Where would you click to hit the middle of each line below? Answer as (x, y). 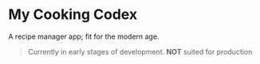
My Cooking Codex (73, 15)
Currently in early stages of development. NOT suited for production (140, 51)
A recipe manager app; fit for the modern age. (84, 36)
